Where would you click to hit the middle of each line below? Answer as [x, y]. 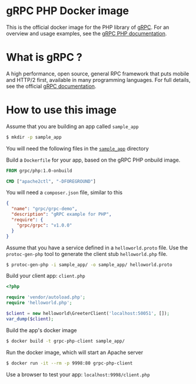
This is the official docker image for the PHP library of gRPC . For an [88, 27]
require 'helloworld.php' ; [39, 303]
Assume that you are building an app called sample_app [72, 126]
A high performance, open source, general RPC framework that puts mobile [98, 73]
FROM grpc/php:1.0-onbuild [39, 170]
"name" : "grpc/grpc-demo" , [44, 209]
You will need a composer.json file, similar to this [64, 192]
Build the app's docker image [41, 330]
